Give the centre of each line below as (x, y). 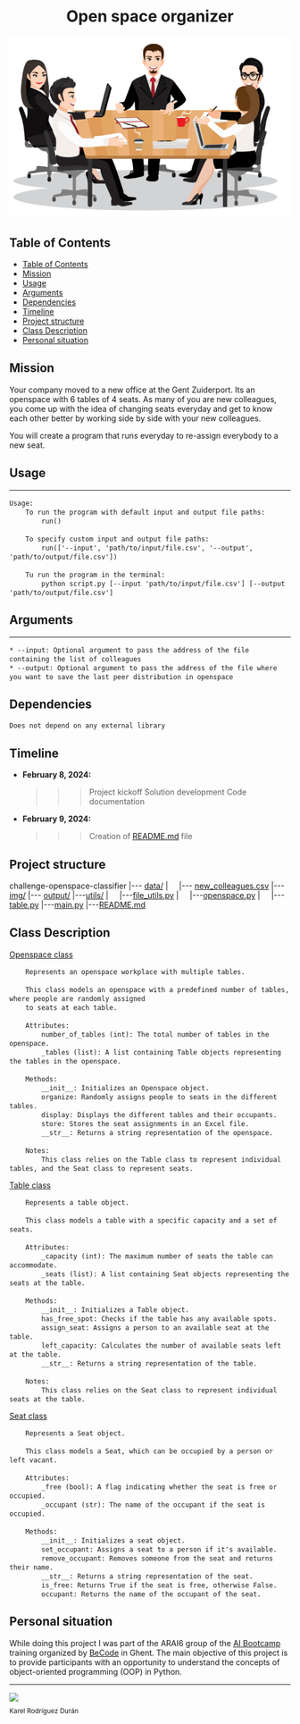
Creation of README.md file (141, 837)
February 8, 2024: (57, 775)
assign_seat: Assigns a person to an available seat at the (155, 1328)
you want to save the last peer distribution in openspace (121, 677)
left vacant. (33, 1460)
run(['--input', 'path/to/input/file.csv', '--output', (147, 548)
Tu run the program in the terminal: (96, 575)
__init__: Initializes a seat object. (113, 1540)
